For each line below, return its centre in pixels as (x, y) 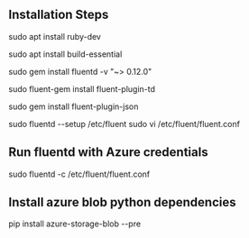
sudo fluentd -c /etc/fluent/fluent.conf (79, 174)
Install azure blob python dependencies (122, 202)
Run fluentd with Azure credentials (108, 152)
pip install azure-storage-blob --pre (75, 224)
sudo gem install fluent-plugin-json (74, 106)
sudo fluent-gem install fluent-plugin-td (82, 88)
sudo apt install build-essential (65, 54)
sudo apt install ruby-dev (55, 36)
